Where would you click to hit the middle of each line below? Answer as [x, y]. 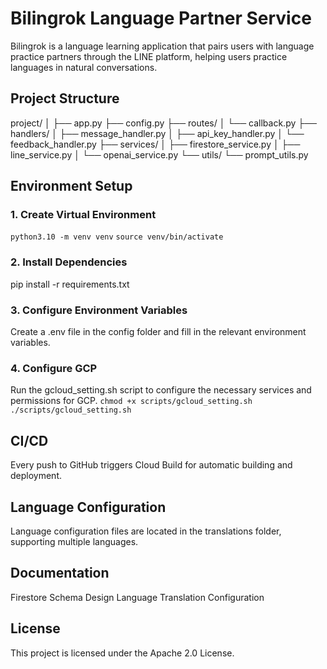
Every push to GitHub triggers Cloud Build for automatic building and [151, 465]
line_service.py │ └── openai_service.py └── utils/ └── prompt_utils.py [159, 154]
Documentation [60, 573]
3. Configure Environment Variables [99, 310]
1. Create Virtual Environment [83, 215]
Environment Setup [71, 186]
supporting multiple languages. [74, 541]
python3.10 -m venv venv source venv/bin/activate [117, 237]
